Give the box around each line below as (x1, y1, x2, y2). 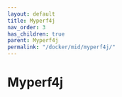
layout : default (7, 10, 55, 18)
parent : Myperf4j (7, 37, 59, 44)
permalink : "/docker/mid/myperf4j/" (7, 44, 116, 51)
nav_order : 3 (7, 24, 46, 31)
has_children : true (7, 30, 65, 38)
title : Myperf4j (7, 17, 55, 24)
